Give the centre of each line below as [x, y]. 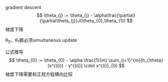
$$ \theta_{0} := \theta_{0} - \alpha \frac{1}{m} [58, 60]
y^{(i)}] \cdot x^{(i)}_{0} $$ [96, 65]
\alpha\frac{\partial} [115, 15]
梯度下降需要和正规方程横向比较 [39, 74]
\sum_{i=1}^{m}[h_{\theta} [136, 60]
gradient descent [23, 7]
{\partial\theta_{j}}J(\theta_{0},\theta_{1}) [82, 21]
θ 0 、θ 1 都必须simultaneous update [41, 41]
